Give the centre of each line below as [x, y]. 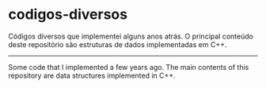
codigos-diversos [68, 15]
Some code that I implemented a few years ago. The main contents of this [129, 67]
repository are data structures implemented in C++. [92, 75]
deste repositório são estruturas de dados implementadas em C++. [118, 44]
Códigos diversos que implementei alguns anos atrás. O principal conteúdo [131, 36]
